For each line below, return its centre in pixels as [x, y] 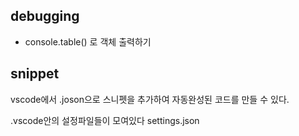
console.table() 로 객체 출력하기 [88, 41]
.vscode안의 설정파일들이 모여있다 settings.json [105, 120]
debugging [45, 16]
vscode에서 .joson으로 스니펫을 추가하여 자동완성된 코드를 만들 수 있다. [150, 99]
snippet [35, 74]
